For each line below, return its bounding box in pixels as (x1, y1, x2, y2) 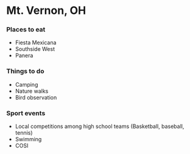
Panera (15, 52, 33, 59)
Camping (15, 81, 38, 88)
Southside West (15, 45, 55, 53)
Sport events (6, 109, 46, 117)
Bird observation (15, 93, 57, 101)
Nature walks (15, 87, 49, 95)
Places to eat (6, 25, 46, 34)
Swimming (15, 136, 42, 143)
